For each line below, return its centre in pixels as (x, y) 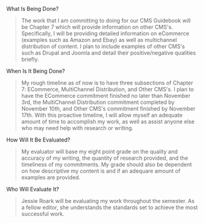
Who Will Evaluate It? (33, 189)
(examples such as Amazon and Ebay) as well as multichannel (99, 40)
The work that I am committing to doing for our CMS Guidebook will (106, 20)
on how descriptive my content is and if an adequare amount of (101, 171)
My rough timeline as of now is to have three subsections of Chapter (107, 83)
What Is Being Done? (33, 9)
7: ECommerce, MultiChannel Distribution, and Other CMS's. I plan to (107, 89)
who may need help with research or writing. (77, 128)
